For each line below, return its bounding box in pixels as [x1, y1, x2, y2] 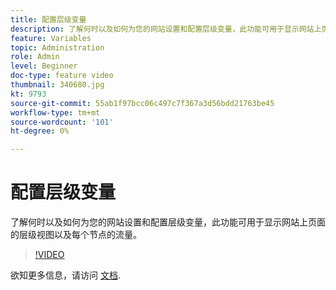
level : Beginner [10, 61, 78, 71]
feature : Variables [10, 33, 92, 43]
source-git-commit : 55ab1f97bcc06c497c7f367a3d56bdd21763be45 [10, 98, 275, 108]
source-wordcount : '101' [10, 117, 114, 127]
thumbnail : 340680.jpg [10, 80, 105, 90]
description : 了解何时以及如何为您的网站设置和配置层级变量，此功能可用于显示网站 [10, 24, 315, 34]
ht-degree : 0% [10, 126, 70, 136]
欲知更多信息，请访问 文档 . [10, 269, 121, 281]
